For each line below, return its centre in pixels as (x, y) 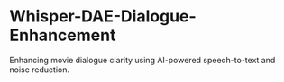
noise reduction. (40, 70)
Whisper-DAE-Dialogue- (103, 16)
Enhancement (63, 35)
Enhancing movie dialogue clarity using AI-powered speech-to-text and (142, 60)
